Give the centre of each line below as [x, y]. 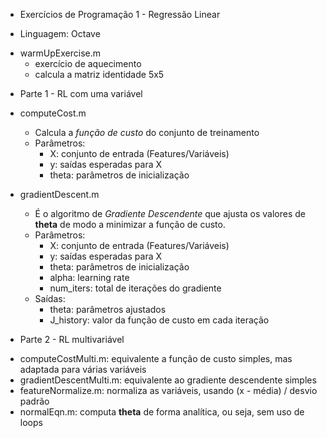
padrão [34, 401]
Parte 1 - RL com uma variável [81, 93]
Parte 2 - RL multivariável [72, 339]
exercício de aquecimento [88, 63]
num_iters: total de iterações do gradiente [135, 288]
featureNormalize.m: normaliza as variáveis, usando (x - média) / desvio [168, 390]
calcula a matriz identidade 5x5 [99, 74]
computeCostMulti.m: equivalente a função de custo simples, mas [156, 358]
